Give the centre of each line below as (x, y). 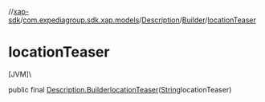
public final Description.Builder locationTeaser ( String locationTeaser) (120, 89)
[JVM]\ (20, 74)
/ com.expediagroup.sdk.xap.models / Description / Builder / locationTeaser (138, 20)
